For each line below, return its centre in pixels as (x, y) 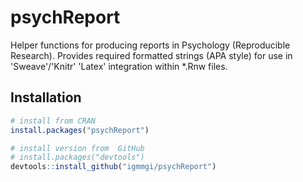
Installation (46, 97)
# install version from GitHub (77, 148)
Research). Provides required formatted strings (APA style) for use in (151, 55)
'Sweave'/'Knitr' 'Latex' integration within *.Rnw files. (119, 66)
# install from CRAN (53, 121)
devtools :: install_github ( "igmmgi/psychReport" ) (113, 167)
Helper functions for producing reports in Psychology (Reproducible (150, 45)
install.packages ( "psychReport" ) (80, 130)
